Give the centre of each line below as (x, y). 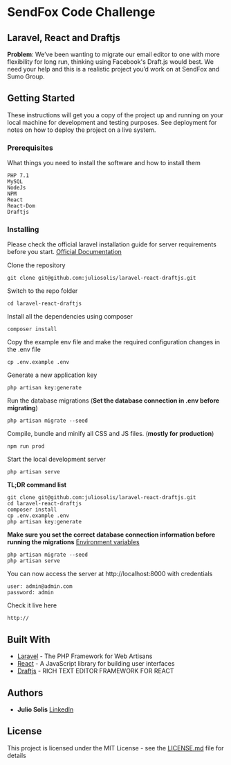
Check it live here (32, 605)
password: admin (30, 593)
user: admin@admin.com (40, 587)
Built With (29, 639)
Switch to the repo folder (43, 291)
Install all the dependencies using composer (70, 317)
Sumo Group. (26, 76)
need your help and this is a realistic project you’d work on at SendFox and (113, 69)
